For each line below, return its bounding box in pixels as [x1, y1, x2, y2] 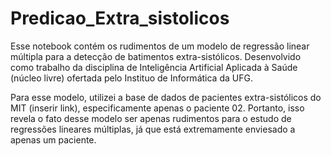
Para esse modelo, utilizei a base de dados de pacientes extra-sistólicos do [10, 91, 322, 103]
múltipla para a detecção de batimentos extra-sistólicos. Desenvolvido [10, 50, 302, 62]
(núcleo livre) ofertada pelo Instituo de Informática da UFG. [10, 72, 253, 84]
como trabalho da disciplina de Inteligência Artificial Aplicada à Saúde [10, 61, 298, 73]
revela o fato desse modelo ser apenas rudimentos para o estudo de [10, 112, 292, 124]
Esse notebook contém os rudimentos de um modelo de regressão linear [10, 40, 310, 52]
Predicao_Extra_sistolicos [10, 7, 230, 30]
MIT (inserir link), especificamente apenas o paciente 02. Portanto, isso [10, 102, 305, 114]
